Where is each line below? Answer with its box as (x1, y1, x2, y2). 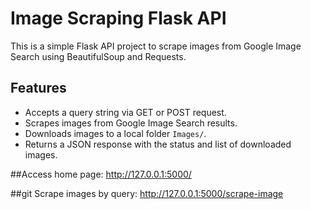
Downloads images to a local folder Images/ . (24, 127, 207, 139)
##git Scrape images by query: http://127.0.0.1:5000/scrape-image (10, 187, 284, 199)
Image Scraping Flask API (10, 7, 227, 30)
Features (10, 80, 67, 97)
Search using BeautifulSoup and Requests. (10, 50, 187, 62)
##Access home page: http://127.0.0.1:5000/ (10, 168, 192, 180)
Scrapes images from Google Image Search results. (24, 117, 238, 129)
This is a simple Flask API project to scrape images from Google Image (10, 40, 302, 52)
